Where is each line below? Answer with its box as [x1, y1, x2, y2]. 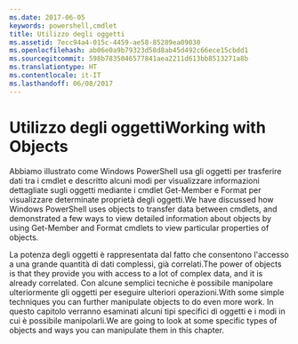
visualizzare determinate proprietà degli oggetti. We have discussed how [9, 194, 274, 204]
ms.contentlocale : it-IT [9, 71, 101, 80]
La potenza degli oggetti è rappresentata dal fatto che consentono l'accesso [9, 249, 289, 260]
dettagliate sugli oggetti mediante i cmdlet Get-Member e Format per [9, 184, 262, 196]
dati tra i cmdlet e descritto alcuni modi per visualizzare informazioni [9, 175, 260, 186]
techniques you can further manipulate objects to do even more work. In [9, 296, 274, 307]
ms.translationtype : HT [9, 63, 98, 72]
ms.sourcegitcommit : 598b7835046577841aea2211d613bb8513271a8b [9, 54, 249, 63]
